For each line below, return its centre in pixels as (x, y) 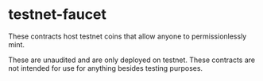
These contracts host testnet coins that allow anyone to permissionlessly (128, 36)
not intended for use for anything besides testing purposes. (106, 68)
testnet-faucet (58, 15)
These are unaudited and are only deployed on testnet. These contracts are (132, 60)
